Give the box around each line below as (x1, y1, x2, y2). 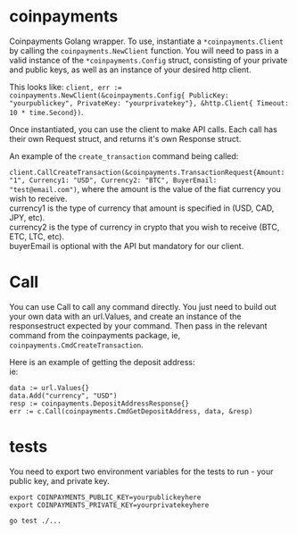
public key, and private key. (9, 475, 110, 486)
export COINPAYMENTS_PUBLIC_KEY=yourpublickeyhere (9, 493, 202, 502)
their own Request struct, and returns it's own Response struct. (9, 133, 242, 144)
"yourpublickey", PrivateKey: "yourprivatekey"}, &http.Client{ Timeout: (9, 98, 290, 108)
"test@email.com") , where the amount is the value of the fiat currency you (9, 183, 281, 194)
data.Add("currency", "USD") (9, 391, 118, 400)
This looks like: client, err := (9, 81, 122, 92)
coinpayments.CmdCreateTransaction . (9, 339, 144, 350)
